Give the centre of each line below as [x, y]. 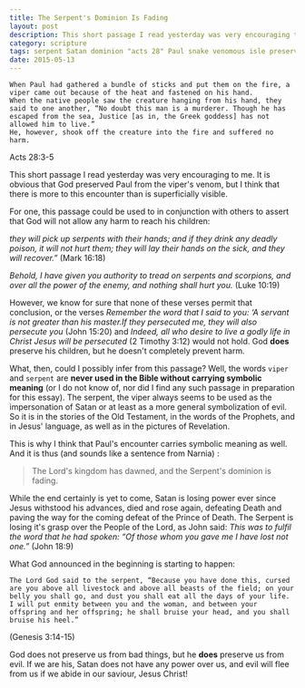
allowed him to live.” [52, 124]
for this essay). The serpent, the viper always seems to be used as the [141, 397]
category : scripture [49, 43]
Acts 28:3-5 [32, 157]
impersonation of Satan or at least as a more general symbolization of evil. [148, 407]
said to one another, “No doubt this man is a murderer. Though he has [148, 109]
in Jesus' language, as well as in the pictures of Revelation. [120, 426]
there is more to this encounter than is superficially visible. [119, 194]
